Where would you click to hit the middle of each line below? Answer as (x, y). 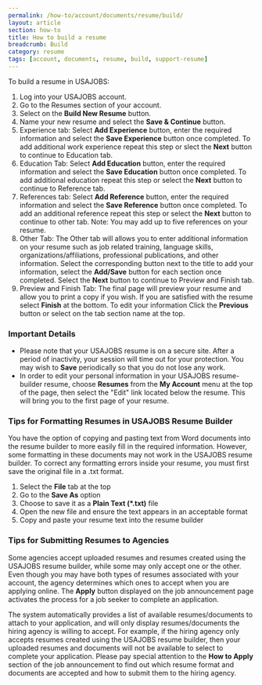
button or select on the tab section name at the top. (102, 313)
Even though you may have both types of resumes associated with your (124, 574)
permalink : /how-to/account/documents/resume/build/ (96, 15)
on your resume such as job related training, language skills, (116, 246)
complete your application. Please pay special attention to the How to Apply (131, 656)
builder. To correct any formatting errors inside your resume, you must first (129, 463)
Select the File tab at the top (65, 486)
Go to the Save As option (60, 495)
